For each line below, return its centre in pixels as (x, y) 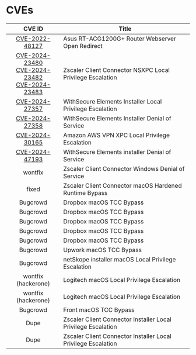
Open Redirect (83, 46)
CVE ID (33, 29)
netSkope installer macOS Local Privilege (120, 259)
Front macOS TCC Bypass (99, 309)
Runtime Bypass (85, 192)
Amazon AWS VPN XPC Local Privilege (117, 135)
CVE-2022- (33, 39)
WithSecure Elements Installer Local (113, 101)
